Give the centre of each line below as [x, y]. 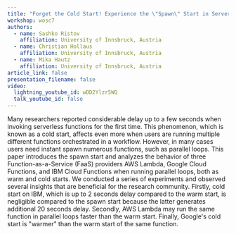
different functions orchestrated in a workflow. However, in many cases [110, 141]
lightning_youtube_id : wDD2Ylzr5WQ [66, 92]
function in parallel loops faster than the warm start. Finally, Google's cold [114, 216]
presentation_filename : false [52, 79]
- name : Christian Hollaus [53, 47]
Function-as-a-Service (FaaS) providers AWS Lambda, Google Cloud [107, 164]
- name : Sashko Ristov [47, 33]
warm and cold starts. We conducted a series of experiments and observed [117, 179]
